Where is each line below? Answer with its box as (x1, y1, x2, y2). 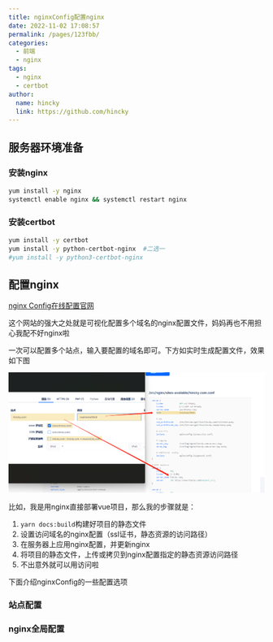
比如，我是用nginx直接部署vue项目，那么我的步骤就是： (8, 502, 197, 512)
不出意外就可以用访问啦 (19, 560, 99, 570)
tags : (8, 65, 27, 73)
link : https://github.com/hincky (15, 107, 129, 115)
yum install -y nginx (8, 187, 82, 195)
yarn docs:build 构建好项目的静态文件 (19, 519, 147, 529)
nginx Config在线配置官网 (8, 301, 95, 310)
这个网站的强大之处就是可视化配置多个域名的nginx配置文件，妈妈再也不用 (8, 318, 255, 328)
